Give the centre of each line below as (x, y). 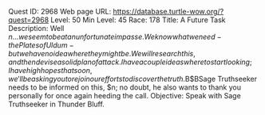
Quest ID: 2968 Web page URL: (60, 11)
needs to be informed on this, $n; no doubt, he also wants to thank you (125, 87)
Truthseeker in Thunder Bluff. (57, 104)
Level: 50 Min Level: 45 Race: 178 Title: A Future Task (138, 20)
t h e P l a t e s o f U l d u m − (41, 45)
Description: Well (36, 28)
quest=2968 (29, 20)
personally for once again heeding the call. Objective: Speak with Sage (125, 96)
